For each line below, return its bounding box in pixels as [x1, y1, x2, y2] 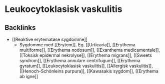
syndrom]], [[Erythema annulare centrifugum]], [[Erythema [19, 58, 140, 63]
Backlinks [4, 23, 36, 32]
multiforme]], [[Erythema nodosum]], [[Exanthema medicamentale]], [19, 47, 160, 53]
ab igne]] [19, 74, 38, 79]
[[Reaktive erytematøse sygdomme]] [11, 36, 88, 42]
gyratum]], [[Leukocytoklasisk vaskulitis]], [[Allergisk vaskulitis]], [19, 63, 153, 69]
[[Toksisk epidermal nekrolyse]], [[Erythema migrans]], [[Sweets [19, 52, 152, 58]
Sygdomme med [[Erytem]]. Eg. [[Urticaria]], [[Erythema [19, 42, 135, 48]
